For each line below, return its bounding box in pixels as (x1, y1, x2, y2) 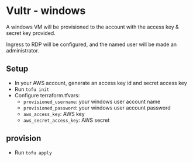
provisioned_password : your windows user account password (23, 104, 171, 111)
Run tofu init (14, 86, 50, 93)
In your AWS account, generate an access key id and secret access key (14, 79, 187, 86)
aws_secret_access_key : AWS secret (23, 117, 110, 124)
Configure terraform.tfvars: (14, 91, 80, 98)
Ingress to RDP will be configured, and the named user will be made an (6, 41, 177, 48)
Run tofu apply (14, 149, 52, 156)
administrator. (6, 47, 40, 54)
